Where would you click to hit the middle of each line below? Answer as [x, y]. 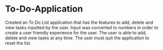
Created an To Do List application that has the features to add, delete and [79, 22]
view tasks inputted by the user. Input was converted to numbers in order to [82, 27]
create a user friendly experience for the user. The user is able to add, [76, 33]
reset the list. [18, 43]
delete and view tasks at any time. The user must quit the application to [77, 38]
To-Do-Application [44, 9]
